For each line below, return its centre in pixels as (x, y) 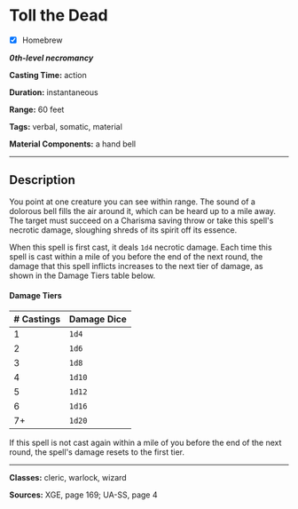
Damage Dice (98, 319)
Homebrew (42, 40)
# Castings (37, 319)
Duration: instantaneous (54, 92)
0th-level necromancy (51, 58)
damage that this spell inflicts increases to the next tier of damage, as (136, 266)
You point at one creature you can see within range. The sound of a (132, 202)
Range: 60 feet (37, 109)
